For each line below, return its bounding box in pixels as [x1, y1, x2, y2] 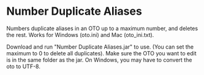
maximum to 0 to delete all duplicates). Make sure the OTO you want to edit [6, 49, 197, 57]
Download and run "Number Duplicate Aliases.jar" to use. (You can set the [6, 43, 194, 50]
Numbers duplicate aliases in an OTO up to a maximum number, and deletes [6, 25, 198, 32]
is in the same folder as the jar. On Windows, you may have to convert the [6, 56, 192, 63]
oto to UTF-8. [6, 63, 41, 70]
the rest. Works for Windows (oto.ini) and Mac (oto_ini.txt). [6, 31, 154, 38]
